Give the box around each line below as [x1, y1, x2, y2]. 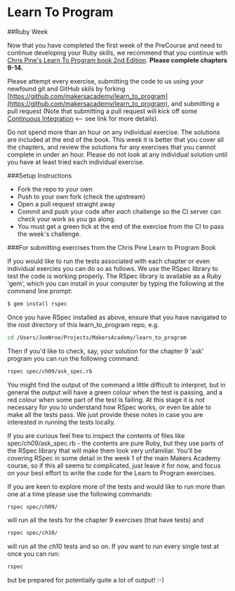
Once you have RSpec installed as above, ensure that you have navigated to [7, 313, 227, 321]
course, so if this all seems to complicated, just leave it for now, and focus [7, 461, 221, 470]
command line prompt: [7, 286, 73, 295]
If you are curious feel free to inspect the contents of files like [7, 431, 185, 439]
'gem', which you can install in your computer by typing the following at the [7, 279, 224, 288]
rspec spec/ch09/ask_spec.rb [7, 368, 93, 375]
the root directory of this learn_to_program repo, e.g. [7, 320, 159, 328]
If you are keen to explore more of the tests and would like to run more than [7, 482, 225, 491]
